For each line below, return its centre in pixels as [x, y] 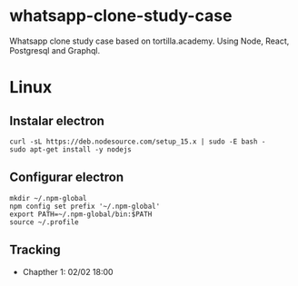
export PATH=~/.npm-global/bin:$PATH [81, 214]
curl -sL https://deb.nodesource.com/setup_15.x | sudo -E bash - [138, 142]
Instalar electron [57, 120]
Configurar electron [67, 178]
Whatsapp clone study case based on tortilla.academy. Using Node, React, [149, 41]
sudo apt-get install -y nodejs [70, 149]
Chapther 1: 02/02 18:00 [68, 271]
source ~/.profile [44, 222]
